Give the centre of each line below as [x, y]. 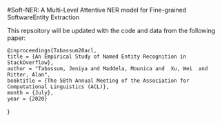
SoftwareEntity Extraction [43, 17]
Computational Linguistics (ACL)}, [58, 87]
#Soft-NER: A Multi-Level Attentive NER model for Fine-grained [97, 10]
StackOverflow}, [30, 63]
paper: [17, 38]
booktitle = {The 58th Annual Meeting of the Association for [98, 81]
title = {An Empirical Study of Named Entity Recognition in [97, 57]
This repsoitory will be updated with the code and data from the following [111, 31]
